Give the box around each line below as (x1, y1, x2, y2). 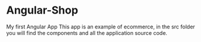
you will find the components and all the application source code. (6, 29, 168, 36)
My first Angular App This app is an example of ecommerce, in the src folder (6, 23, 196, 30)
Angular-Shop (6, 4, 79, 17)
